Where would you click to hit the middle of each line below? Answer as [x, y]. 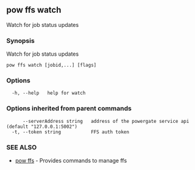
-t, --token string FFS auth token [71, 132]
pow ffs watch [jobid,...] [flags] [51, 65]
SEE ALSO [22, 147]
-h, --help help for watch [49, 93]
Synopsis [20, 40]
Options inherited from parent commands [69, 108]
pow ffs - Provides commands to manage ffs [71, 161]
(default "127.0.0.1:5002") [42, 127]
